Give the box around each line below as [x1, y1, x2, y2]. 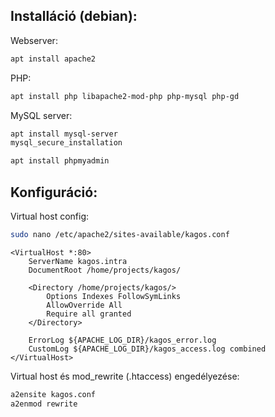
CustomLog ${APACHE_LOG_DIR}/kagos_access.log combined [28, 344, 267, 354]
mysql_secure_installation [10, 138, 123, 148]
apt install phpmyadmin [10, 156, 110, 166]
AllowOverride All [46, 300, 123, 310]
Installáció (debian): [10, 8, 138, 25]
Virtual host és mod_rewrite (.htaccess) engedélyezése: [10, 370, 240, 382]
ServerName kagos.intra [28, 256, 128, 266]
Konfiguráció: [10, 184, 98, 201]
